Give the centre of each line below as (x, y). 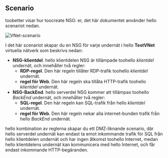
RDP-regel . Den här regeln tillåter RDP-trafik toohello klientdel (84, 71)
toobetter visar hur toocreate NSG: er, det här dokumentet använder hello (81, 20)
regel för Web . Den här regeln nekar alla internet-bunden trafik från (90, 113)
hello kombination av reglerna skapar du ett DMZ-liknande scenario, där (79, 128)
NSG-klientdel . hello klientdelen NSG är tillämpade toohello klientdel (83, 60)
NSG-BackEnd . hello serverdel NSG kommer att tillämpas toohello (81, 92)
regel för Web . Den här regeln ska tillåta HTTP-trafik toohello (83, 81)
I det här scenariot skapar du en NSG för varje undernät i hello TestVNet (80, 45)
